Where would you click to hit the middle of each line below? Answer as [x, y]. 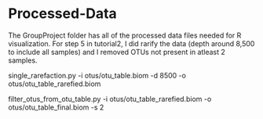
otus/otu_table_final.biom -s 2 [56, 107]
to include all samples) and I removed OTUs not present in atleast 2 [117, 52]
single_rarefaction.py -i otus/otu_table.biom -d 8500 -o [97, 75]
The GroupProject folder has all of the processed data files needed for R [125, 35]
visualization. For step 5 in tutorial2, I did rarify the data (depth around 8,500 [131, 43]
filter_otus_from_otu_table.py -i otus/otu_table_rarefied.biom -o [110, 99]
